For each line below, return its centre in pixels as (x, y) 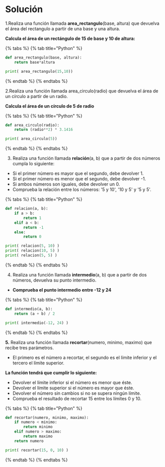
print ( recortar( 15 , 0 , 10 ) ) (37, 450)
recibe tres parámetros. (29, 348)
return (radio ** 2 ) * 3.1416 (44, 130)
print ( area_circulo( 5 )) (31, 139)
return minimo (38, 427)
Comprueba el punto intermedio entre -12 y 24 (62, 290)
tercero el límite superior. (38, 363)
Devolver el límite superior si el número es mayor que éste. (73, 388)
